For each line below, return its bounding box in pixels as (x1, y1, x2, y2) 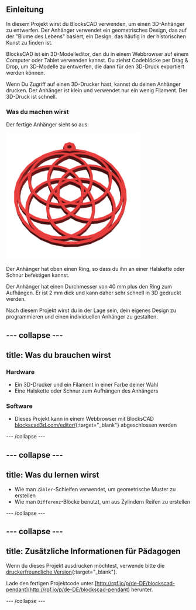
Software (6, 402, 33, 410)
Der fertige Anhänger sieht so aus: (6, 121, 89, 128)
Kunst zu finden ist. (6, 39, 53, 46)
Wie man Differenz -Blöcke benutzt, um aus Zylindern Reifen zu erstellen (14, 498, 191, 505)
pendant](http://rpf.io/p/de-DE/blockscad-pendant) (6, 586, 130, 593)
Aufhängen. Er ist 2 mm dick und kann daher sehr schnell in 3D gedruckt (6, 289, 181, 296)
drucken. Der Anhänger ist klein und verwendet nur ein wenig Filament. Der (6, 86, 188, 93)
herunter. (131, 586, 153, 593)
